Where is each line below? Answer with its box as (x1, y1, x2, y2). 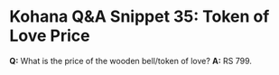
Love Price (9, 25, 90, 46)
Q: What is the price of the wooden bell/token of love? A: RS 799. (9, 55, 253, 66)
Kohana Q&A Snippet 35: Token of (9, 6, 270, 27)
